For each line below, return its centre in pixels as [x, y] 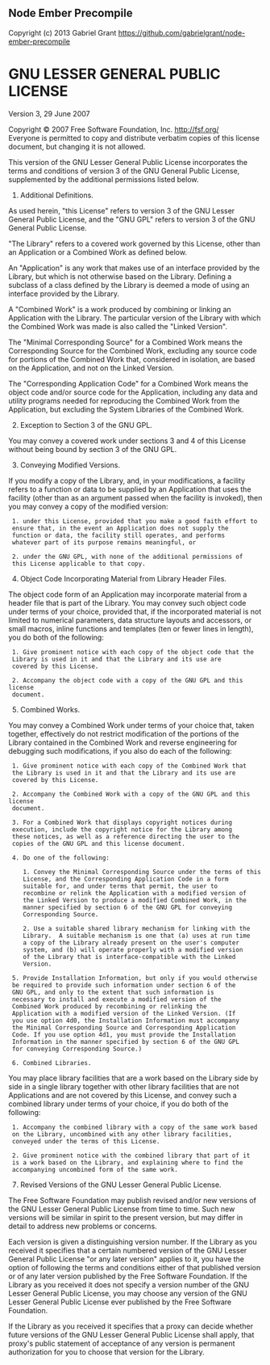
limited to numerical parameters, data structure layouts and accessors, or [130, 620]
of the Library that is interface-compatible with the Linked [129, 957]
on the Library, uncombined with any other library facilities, [122, 1134]
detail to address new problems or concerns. [83, 1226]
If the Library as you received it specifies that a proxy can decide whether [131, 1326]
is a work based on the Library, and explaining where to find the [127, 1162]
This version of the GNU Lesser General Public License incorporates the [128, 162]
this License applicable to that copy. [79, 564]
